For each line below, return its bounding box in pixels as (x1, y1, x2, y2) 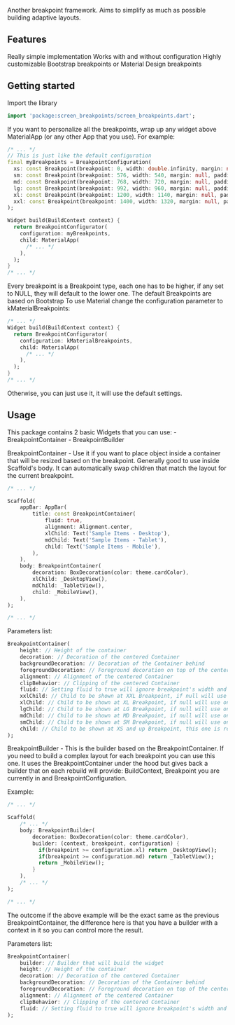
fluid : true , (44, 517, 83, 524)
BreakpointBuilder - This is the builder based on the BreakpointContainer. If (7, 744, 225, 752)
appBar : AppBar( (20, 504, 68, 511)
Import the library (7, 98, 57, 107)
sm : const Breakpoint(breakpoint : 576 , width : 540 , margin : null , (13, 172, 211, 179)
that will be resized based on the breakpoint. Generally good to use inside (7, 456, 220, 465)
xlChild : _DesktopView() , (32, 576, 108, 583)
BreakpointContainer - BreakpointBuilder (7, 435, 124, 443)
